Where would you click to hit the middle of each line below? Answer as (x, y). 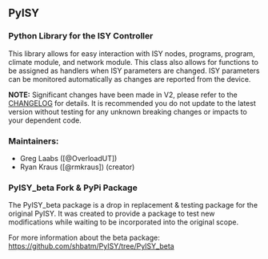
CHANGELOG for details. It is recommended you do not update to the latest (132, 103)
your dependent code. (45, 120)
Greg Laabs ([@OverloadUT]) (68, 158)
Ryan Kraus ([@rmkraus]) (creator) (77, 167)
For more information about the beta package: (84, 238)
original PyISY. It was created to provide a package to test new (112, 214)
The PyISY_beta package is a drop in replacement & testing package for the (133, 205)
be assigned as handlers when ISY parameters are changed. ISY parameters (134, 71)
